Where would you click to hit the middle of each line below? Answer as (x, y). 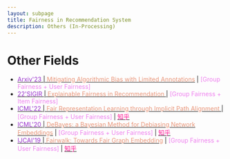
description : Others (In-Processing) (61, 26)
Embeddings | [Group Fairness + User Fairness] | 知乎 (94, 133)
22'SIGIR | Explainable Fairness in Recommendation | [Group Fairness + (119, 94)
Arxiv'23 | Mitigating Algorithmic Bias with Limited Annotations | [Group (119, 79)
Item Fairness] (38, 101)
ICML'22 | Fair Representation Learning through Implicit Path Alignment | (120, 109)
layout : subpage (30, 13)
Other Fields (43, 60)
